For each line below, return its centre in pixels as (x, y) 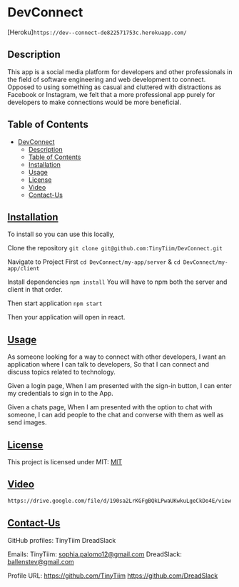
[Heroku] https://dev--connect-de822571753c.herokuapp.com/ (97, 32)
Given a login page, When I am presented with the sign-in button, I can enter (119, 386)
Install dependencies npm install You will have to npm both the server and (117, 282)
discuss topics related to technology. (62, 372)
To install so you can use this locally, (61, 234)
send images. (27, 422)
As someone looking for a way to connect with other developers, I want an (117, 357)
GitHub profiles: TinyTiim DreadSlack (62, 540)
